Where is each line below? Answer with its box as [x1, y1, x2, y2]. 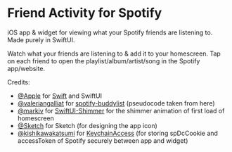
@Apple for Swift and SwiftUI [17, 91, 102, 100]
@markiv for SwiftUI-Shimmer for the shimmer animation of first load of [17, 106, 225, 115]
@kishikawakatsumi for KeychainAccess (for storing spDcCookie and [17, 129, 218, 137]
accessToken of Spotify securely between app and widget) [17, 136, 188, 145]
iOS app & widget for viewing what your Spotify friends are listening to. [7, 28, 213, 37]
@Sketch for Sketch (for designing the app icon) [17, 121, 158, 129]
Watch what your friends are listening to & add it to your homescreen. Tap [7, 49, 221, 58]
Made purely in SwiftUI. [7, 35, 75, 44]
